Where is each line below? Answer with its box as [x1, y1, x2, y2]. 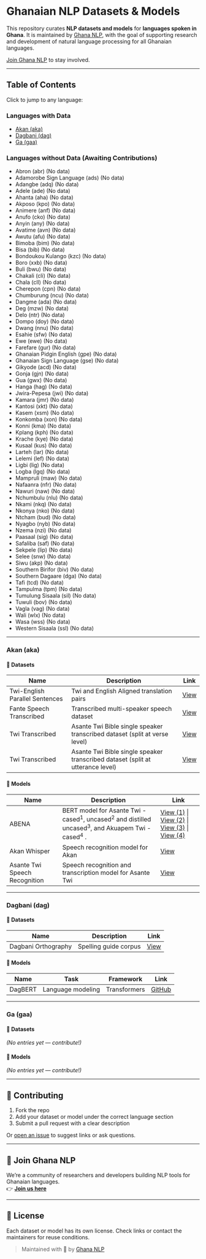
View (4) [160, 831, 186, 839]
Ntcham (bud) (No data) [15, 514, 76, 521]
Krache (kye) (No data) [15, 435, 74, 443]
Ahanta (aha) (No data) [15, 194, 74, 201]
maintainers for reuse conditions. [6, 1233, 90, 1241]
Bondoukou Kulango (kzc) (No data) [15, 253, 106, 260]
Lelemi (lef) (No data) [15, 455, 69, 462]
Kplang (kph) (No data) [15, 429, 74, 436]
